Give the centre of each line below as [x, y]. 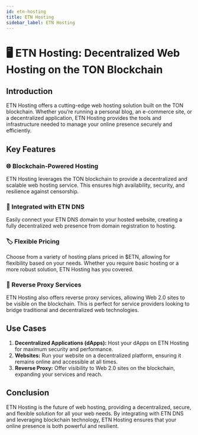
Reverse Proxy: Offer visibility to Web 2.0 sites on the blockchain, [95, 368]
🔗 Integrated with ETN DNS [45, 206]
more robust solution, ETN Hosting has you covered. [70, 269]
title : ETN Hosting [30, 17]
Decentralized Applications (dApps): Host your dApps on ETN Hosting [102, 343]
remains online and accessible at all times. [66, 362]
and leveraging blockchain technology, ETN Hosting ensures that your [91, 420]
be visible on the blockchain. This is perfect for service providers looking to [98, 303]
